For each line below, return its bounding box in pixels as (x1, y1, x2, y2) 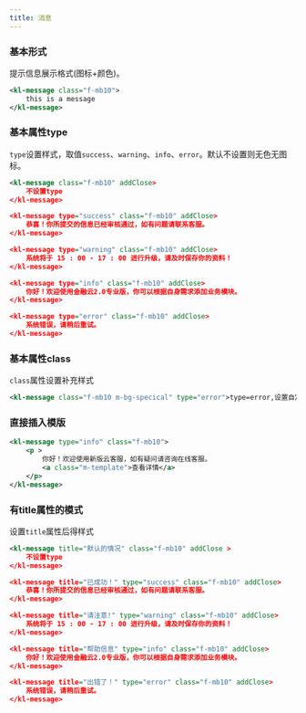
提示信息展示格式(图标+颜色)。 (9, 68, 125, 79)
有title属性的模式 (9, 503, 84, 516)
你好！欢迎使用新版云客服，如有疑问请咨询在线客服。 (42, 455, 212, 464)
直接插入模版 (9, 416, 66, 429)
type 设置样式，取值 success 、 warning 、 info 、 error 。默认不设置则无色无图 (9, 148, 288, 160)
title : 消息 (9, 13, 52, 23)
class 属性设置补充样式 (9, 375, 94, 386)
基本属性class (9, 352, 71, 365)
